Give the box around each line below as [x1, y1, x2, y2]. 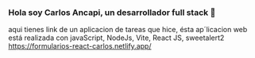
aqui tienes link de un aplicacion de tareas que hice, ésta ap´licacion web [8, 25, 248, 34]
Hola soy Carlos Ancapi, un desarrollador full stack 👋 [8, 7, 216, 18]
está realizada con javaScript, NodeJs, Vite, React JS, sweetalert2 [8, 33, 225, 42]
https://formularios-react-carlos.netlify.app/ [8, 42, 152, 51]
